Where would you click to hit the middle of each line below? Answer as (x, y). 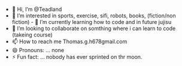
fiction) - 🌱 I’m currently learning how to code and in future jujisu (92, 22)
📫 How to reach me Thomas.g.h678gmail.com (69, 41)
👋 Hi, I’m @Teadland (37, 9)
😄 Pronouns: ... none (38, 50)
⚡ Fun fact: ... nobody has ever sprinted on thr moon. (77, 57)
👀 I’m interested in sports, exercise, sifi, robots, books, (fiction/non (94, 16)
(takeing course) (32, 35)
